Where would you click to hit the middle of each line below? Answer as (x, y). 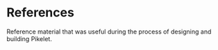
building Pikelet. (30, 38)
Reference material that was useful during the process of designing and (109, 32)
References (40, 13)
